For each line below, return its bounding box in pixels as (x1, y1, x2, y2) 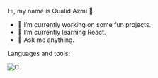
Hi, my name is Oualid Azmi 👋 (7, 7, 94, 15)
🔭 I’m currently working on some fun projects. (17, 21, 152, 28)
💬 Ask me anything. (17, 35, 75, 44)
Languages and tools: (7, 50, 71, 57)
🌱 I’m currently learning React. (17, 28, 106, 36)
